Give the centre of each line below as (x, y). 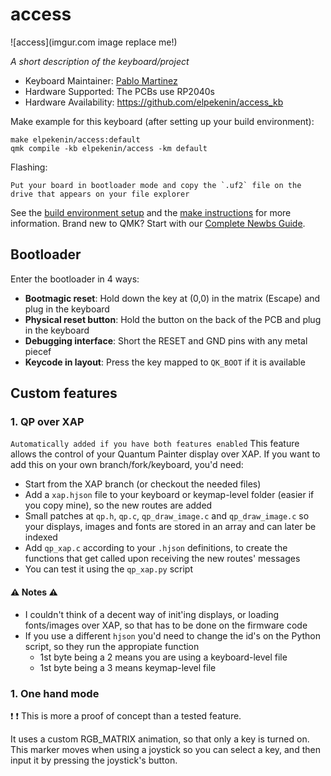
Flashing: (29, 167)
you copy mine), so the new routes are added (118, 505)
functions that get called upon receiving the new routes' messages (162, 559)
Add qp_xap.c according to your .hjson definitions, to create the (156, 548)
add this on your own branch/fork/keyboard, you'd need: (127, 465)
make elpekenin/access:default (75, 139)
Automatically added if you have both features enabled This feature (155, 444)
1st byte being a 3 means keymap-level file (128, 667)
